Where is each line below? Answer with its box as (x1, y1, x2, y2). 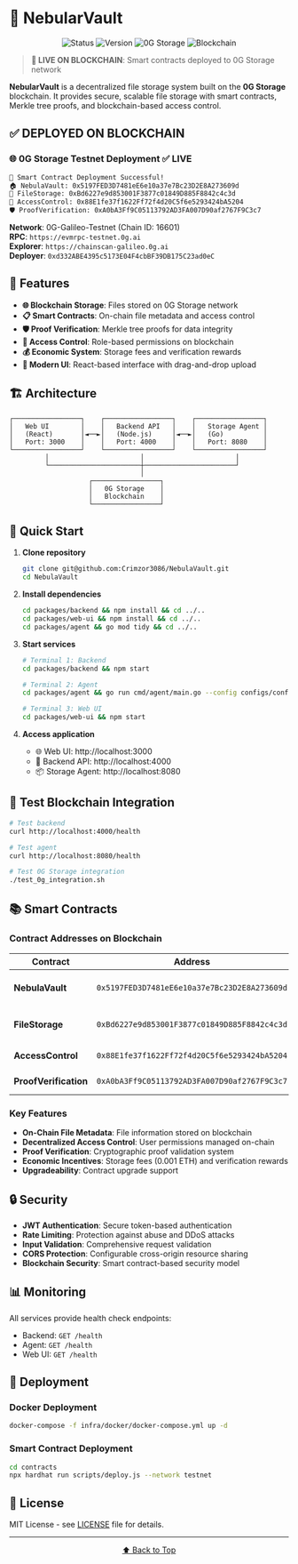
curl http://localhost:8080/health (9, 851, 141, 861)
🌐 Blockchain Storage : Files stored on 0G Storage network (21, 300, 239, 310)
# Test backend (9, 818, 66, 828)
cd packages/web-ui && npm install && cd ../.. (21, 614, 202, 623)
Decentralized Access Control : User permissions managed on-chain (21, 1137, 275, 1148)
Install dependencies (21, 589, 102, 599)
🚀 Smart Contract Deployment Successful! (9, 172, 165, 181)
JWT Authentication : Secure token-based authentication (21, 1220, 232, 1231)
